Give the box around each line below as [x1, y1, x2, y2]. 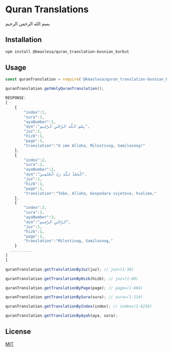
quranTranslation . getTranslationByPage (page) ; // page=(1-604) [5, 285, 143, 290]
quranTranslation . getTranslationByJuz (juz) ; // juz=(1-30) [5, 267, 134, 272]
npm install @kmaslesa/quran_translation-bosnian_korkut [5, 49, 130, 54]
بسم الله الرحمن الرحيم [5, 21, 50, 27]
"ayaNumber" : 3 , [24, 214, 56, 220]
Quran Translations [5, 4, 89, 15]
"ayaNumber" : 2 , [24, 167, 56, 172]
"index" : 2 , [24, 158, 47, 163]
